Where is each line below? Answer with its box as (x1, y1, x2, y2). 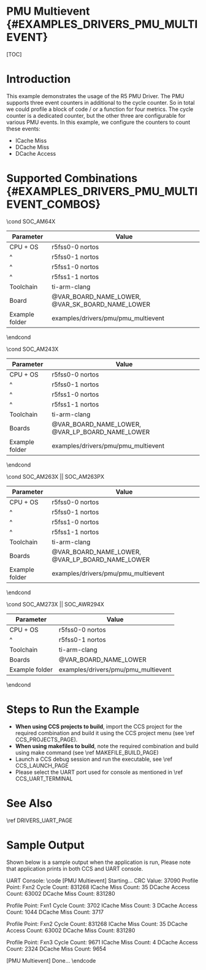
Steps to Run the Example (6, 703, 140, 716)
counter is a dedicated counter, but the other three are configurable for (6, 112, 186, 119)
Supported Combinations (6, 172, 138, 185)
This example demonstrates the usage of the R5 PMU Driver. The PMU (6, 92, 185, 99)
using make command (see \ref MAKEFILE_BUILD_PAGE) (15, 749, 159, 756)
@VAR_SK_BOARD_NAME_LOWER (51, 300, 150, 308)
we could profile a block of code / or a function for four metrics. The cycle (6, 105, 194, 113)
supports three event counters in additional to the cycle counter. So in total (6, 99, 195, 106)
